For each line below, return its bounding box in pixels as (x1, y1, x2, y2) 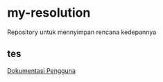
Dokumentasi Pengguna (7, 66, 76, 74)
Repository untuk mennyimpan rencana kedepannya (7, 28, 157, 36)
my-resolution (7, 5, 91, 21)
